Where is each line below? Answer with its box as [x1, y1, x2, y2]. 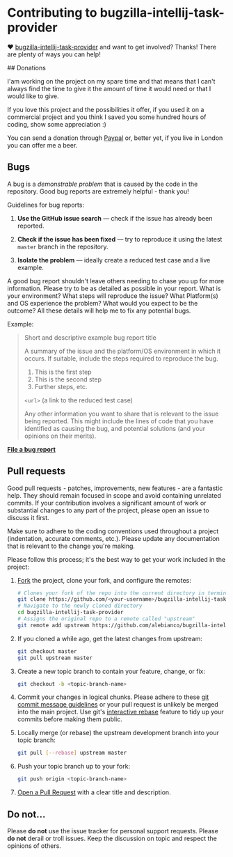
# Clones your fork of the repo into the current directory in [17, 590, 205, 597]
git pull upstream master [17, 654, 93, 661]
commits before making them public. [17, 715, 123, 723]
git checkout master [17, 647, 77, 655]
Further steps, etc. [34, 382, 88, 391]
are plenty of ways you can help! [7, 50, 101, 58]
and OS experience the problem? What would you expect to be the [7, 299, 198, 307]
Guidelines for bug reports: [7, 201, 85, 209]
